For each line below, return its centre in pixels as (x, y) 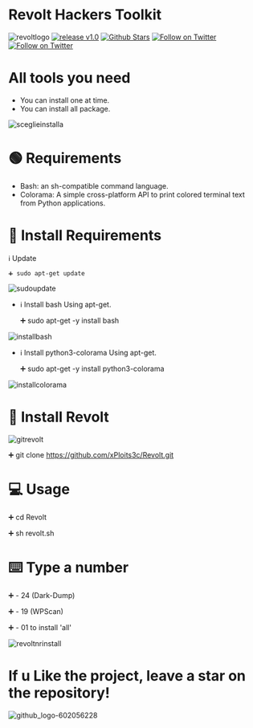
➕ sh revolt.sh (31, 533)
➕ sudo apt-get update (47, 273)
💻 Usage (39, 489)
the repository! (59, 693)
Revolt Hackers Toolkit (85, 15)
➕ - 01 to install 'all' (40, 627)
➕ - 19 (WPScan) (36, 611)
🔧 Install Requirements (85, 235)
